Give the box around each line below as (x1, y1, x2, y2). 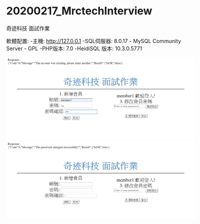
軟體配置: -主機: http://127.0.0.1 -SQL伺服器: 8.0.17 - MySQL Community (6, 37, 181, 44)
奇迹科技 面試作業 (6, 24, 50, 32)
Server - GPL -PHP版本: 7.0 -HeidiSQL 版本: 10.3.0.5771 (6, 45, 143, 52)
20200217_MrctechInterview (6, 4, 153, 18)
